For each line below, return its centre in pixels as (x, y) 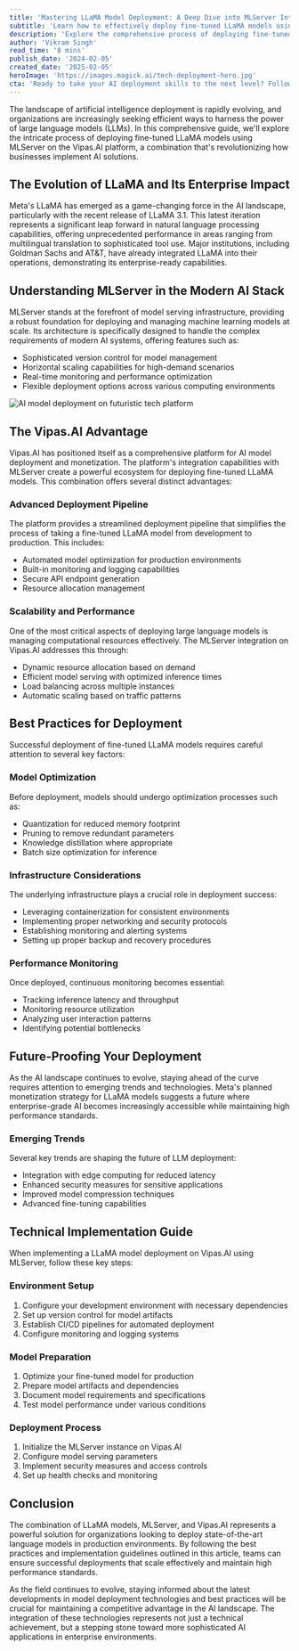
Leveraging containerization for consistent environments (125, 912)
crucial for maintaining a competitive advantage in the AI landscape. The (142, 1608)
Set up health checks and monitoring (89, 1475)
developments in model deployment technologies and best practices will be (148, 1598)
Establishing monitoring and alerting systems (105, 931)
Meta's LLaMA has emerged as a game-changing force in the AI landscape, (148, 206)
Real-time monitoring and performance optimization (117, 377)
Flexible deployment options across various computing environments (149, 386)
